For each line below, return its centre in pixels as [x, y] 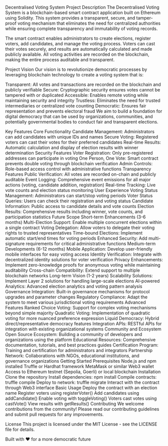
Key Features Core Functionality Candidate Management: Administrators [80, 132]
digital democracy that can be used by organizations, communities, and [79, 117]
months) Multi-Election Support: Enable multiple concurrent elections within [83, 222]
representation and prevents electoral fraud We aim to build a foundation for [84, 111]
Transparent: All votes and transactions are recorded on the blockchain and [83, 84]
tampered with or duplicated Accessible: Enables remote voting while [77, 95]
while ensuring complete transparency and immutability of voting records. [81, 29]
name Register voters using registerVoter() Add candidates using [72, 393]
